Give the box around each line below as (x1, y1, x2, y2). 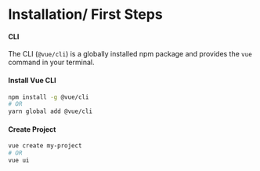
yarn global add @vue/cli (8, 107, 92, 115)
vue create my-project (8, 142, 82, 150)
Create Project (8, 124, 56, 134)
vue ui (8, 157, 30, 165)
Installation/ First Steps (8, 5, 163, 24)
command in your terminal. (8, 57, 95, 67)
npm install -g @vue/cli (8, 93, 89, 101)
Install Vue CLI (8, 75, 56, 85)
